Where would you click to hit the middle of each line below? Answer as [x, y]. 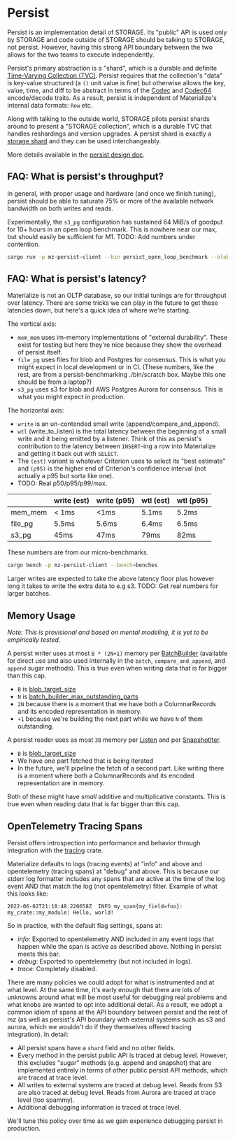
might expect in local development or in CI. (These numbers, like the [116, 367]
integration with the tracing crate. [55, 850]
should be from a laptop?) [55, 382]
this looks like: [28, 894]
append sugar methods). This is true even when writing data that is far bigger [117, 668]
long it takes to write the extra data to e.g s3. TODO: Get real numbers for [113, 586]
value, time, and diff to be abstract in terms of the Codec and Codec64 [109, 90]
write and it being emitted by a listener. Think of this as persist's [109, 439]
